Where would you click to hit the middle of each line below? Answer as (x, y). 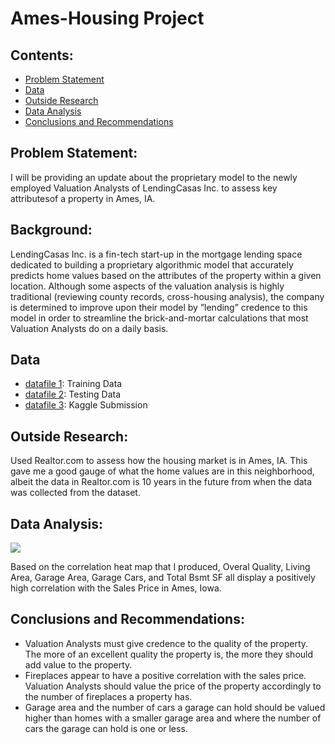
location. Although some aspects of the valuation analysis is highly (147, 286)
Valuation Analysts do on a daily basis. (89, 328)
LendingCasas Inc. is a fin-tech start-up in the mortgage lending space (156, 254)
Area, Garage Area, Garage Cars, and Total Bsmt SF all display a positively (163, 578)
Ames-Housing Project (107, 18)
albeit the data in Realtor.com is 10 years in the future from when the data (161, 482)
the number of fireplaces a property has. (108, 696)
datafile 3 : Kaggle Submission (86, 405)
